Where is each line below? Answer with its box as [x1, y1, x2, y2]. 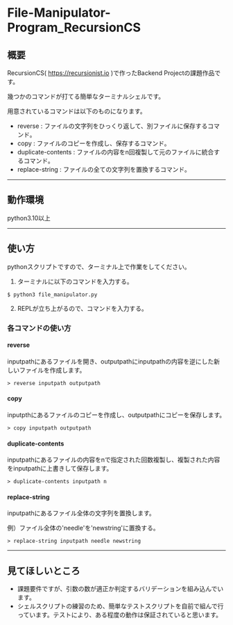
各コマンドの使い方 [7, 323, 71, 333]
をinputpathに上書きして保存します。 [7, 464, 113, 473]
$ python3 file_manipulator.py [7, 291, 98, 298]
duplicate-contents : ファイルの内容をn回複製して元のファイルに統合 [17, 148, 214, 156]
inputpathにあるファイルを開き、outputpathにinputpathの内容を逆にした [7, 357, 214, 366]
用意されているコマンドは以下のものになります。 [7, 107, 147, 115]
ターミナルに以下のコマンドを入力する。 [17, 277, 133, 286]
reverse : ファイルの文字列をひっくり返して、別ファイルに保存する [17, 122, 208, 130]
